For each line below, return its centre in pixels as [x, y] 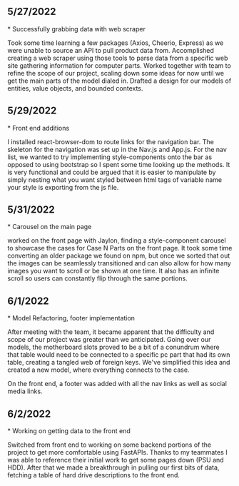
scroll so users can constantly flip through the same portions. [97, 278]
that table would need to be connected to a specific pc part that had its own [119, 355]
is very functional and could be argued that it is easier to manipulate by [112, 172]
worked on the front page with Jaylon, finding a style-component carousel [117, 241]
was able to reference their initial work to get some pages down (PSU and [116, 460]
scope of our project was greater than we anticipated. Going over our [109, 340]
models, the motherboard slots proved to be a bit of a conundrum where [113, 347]
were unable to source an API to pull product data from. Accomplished [111, 50]
